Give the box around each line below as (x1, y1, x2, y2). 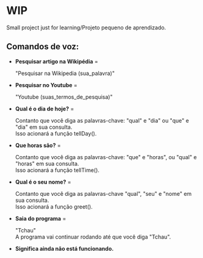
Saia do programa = (15, 215, 66, 222)
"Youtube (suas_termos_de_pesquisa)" (15, 93, 113, 101)
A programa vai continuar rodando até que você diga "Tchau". (15, 233, 171, 240)
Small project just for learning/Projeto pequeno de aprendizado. (6, 24, 166, 31)
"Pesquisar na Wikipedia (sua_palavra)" (15, 70, 115, 77)
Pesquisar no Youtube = (15, 81, 78, 88)
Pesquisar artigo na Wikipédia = (15, 57, 99, 65)
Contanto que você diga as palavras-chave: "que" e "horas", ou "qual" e (15, 153, 197, 160)
